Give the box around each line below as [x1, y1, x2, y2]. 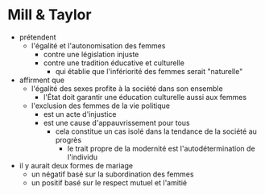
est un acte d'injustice [43, 109, 117, 118]
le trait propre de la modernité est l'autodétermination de [67, 143, 255, 153]
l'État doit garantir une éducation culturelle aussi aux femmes [43, 92, 247, 102]
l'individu [67, 151, 98, 162]
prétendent [19, 32, 57, 42]
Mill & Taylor [7, 6, 92, 24]
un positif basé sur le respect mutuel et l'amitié [31, 177, 187, 187]
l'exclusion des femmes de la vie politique [31, 101, 171, 110]
